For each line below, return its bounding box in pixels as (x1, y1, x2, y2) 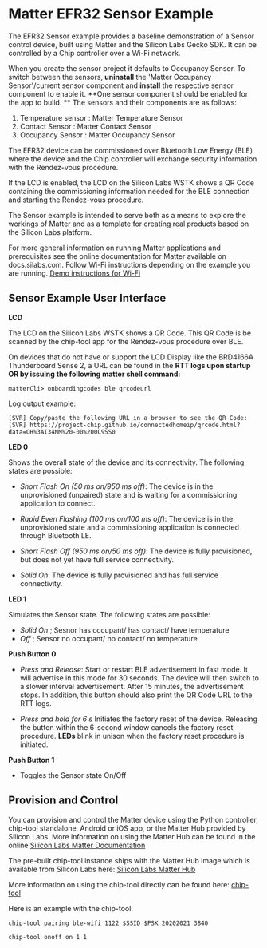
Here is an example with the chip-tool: (8, 903, 134, 913)
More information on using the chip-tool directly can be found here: (8, 879, 230, 889)
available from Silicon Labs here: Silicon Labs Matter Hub (8, 864, 196, 874)
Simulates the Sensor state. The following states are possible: (8, 609, 211, 619)
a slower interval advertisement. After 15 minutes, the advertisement (19, 681, 245, 691)
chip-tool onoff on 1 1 (8, 933, 88, 941)
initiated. (19, 740, 49, 749)
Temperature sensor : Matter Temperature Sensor (19, 113, 183, 122)
